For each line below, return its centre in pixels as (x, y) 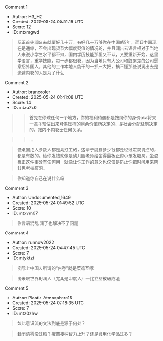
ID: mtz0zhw (25, 313)
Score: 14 (22, 102)
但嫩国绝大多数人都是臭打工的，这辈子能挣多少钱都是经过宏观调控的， (88, 149)
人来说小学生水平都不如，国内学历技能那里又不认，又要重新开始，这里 (88, 54)
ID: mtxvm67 (25, 213)
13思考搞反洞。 (32, 168)
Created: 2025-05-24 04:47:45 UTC (49, 248)
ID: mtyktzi (23, 258)
